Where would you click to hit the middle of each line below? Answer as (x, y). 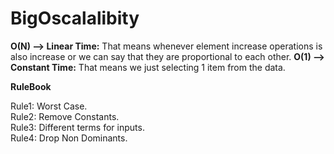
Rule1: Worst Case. (49, 106)
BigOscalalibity (75, 18)
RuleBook (31, 86)
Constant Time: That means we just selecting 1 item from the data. (148, 67)
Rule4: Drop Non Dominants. (69, 138)
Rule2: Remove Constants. (65, 116)
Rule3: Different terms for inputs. (77, 127)
